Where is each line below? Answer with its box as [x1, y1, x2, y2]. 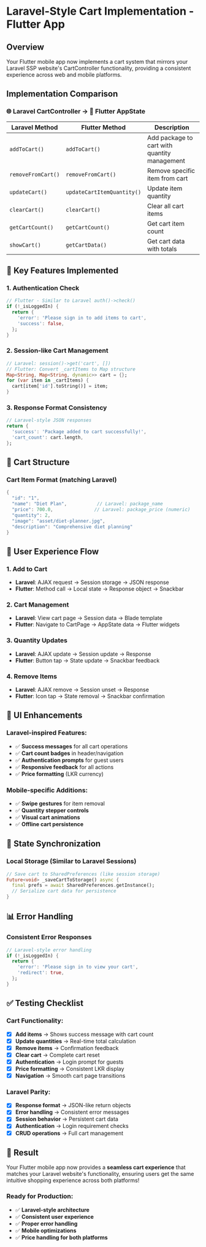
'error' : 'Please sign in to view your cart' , [17, 964, 139, 970]
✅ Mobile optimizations [15, 1227, 77, 1234]
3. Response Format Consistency [6, 403, 107, 412]
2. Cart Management [6, 600, 69, 609]
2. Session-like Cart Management [6, 347, 109, 355]
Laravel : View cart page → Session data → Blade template [15, 615, 162, 622]
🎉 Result [6, 1147, 39, 1157]
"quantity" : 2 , [12, 512, 51, 518]
